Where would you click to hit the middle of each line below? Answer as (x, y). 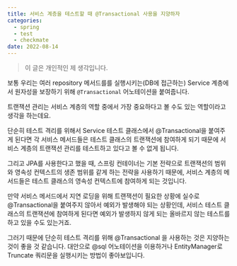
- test (23, 34)
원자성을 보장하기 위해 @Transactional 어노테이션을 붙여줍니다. (102, 92)
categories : (25, 21)
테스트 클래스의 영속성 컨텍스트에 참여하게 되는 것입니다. (109, 181)
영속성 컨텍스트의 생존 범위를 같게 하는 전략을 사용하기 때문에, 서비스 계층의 (118, 172)
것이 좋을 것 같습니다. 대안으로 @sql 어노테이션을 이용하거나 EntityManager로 (115, 246)
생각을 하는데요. (29, 115)
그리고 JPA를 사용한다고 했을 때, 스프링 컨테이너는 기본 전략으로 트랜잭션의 (110, 163)
